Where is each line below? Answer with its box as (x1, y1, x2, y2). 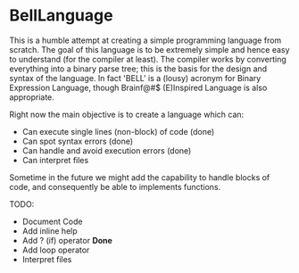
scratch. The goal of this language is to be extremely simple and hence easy (9, 44, 290, 54)
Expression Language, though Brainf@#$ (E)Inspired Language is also (9, 82, 268, 93)
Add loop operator (21, 244, 90, 255)
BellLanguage (9, 5, 113, 26)
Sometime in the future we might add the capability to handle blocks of (9, 171, 270, 183)
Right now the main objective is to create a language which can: (9, 109, 245, 120)
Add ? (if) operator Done (21, 235, 113, 245)
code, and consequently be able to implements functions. (9, 181, 221, 192)
